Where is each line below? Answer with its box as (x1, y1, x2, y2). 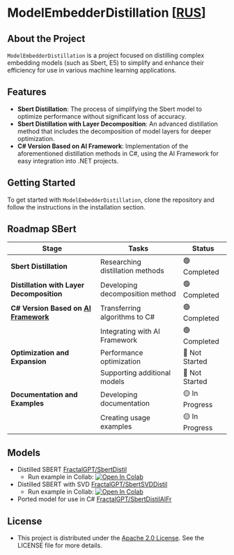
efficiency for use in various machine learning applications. (7, 66, 177, 74)
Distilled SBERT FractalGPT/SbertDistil (17, 466, 127, 474)
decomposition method (100, 288, 176, 298)
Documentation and (10, 390, 78, 399)
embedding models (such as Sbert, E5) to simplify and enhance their (7, 59, 204, 67)
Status (192, 244, 214, 253)
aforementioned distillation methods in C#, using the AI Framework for (17, 149, 219, 158)
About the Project (7, 33, 86, 45)
